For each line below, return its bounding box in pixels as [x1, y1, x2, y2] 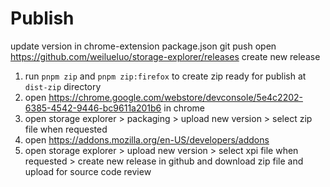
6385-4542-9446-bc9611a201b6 [24, 102, 162, 114]
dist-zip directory [24, 80, 102, 92]
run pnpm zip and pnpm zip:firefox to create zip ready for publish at [24, 70, 307, 82]
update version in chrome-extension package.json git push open [10, 40, 277, 52]
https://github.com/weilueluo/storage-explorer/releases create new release [10, 50, 321, 62]
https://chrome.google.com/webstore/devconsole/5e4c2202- [48, 91, 303, 103]
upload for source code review [24, 165, 152, 177]
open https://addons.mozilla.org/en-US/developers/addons [24, 133, 270, 146]
